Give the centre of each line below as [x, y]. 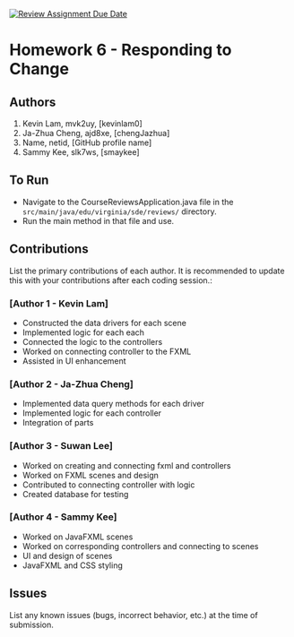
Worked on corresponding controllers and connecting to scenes [140, 546]
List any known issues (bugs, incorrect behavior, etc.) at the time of [134, 615]
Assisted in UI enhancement [74, 361]
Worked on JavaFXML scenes [78, 537]
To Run [29, 181]
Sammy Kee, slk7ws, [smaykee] [81, 152]
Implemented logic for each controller [92, 413]
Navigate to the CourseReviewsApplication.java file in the [128, 202]
